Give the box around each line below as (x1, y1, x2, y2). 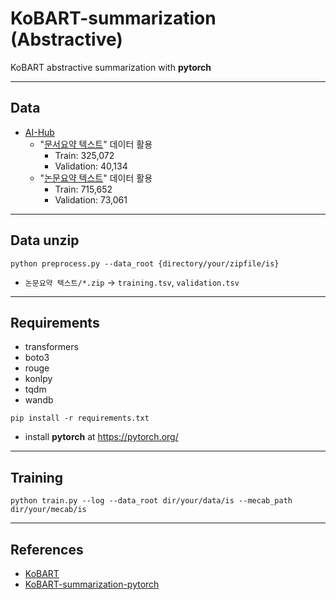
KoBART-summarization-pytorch (24, 578, 160, 590)
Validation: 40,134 (54, 160, 128, 172)
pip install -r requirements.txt (10, 413, 150, 424)
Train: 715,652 (54, 183, 113, 195)
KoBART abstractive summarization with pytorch (10, 61, 212, 73)
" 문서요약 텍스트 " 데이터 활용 (39, 138, 153, 150)
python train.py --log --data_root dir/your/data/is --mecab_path (10, 496, 293, 506)
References (10, 541, 84, 558)
